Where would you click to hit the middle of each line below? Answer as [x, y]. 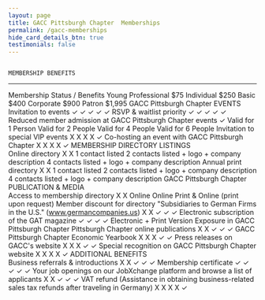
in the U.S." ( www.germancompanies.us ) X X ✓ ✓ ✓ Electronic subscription [131, 213]
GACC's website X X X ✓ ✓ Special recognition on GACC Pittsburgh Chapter [132, 246]
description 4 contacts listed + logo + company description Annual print [125, 162]
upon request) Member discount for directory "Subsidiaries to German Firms [132, 204]
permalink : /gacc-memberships [58, 30]
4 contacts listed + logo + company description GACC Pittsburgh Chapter [127, 179]
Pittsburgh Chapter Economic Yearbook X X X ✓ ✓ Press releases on [120, 238]
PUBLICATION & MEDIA [47, 187]
